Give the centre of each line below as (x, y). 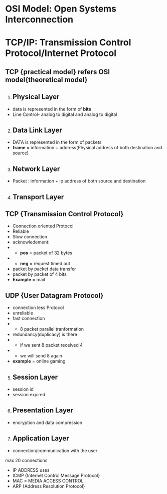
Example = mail (29, 280)
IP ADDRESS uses (31, 470)
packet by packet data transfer (44, 269)
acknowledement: (31, 242)
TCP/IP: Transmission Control (68, 43)
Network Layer (36, 169)
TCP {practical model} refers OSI (58, 72)
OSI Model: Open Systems (61, 9)
